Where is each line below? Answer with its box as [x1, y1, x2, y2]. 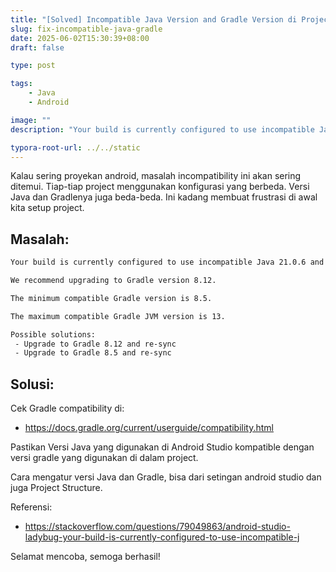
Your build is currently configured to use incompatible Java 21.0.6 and [10, 257, 325, 268]
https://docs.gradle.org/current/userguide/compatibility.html [24, 422, 275, 434]
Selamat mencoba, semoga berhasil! [10, 551, 161, 563]
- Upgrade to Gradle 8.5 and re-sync [14, 348, 172, 358]
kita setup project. [10, 202, 85, 214]
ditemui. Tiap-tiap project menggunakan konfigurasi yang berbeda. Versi [10, 181, 310, 193]
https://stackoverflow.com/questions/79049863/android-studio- [24, 521, 291, 533]
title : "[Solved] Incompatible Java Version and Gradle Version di [10, 14, 298, 25]
